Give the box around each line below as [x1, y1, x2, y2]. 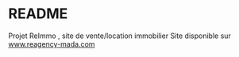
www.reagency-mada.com [8, 39, 95, 48]
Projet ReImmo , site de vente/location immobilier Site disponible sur [8, 31, 232, 40]
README [8, 5, 68, 23]
